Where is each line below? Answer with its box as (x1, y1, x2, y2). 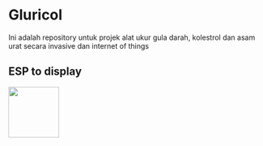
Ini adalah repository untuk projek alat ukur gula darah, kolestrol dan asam (8, 32, 256, 42)
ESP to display (8, 65, 83, 79)
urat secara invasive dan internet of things (8, 41, 150, 50)
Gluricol (8, 6, 63, 24)
